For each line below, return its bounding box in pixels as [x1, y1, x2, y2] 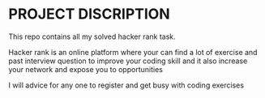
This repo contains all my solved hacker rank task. [8, 32, 176, 41]
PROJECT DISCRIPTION [8, 5, 170, 23]
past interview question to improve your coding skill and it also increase [8, 56, 248, 66]
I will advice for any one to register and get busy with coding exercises [8, 80, 245, 90]
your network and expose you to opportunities [8, 64, 164, 74]
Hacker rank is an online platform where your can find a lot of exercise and [8, 47, 258, 57]
